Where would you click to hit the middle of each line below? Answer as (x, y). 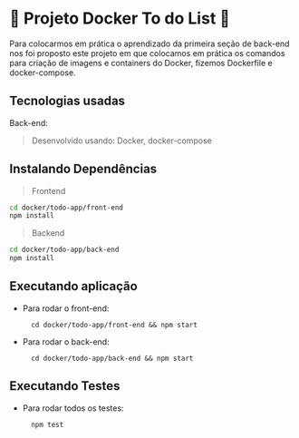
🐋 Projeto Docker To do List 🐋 (120, 19)
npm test (48, 424)
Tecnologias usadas (67, 101)
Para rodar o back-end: (66, 341)
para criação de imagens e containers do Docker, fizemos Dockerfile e (141, 63)
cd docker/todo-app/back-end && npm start (112, 358)
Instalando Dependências (83, 169)
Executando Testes (65, 386)
